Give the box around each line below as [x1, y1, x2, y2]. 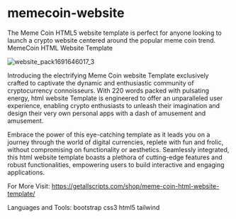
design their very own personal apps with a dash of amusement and [7, 109, 206, 117]
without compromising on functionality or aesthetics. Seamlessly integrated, [7, 145, 230, 154]
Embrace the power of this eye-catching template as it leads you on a [7, 130, 210, 139]
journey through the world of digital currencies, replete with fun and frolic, [7, 137, 224, 146]
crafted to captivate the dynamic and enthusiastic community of [7, 78, 194, 87]
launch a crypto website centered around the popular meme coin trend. [7, 36, 216, 44]
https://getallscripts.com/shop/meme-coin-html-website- [51, 181, 220, 190]
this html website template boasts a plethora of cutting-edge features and [7, 153, 223, 161]
